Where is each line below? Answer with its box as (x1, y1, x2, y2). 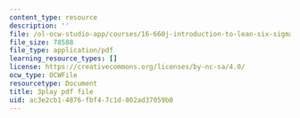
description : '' (9, 21, 70, 30)
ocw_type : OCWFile (9, 71, 78, 80)
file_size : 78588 (9, 37, 74, 47)
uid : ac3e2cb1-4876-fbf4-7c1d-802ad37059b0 (9, 95, 174, 105)
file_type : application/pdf (9, 46, 114, 55)
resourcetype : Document (9, 79, 98, 88)
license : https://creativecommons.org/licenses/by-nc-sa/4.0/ (9, 63, 246, 72)
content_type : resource (9, 12, 98, 22)
